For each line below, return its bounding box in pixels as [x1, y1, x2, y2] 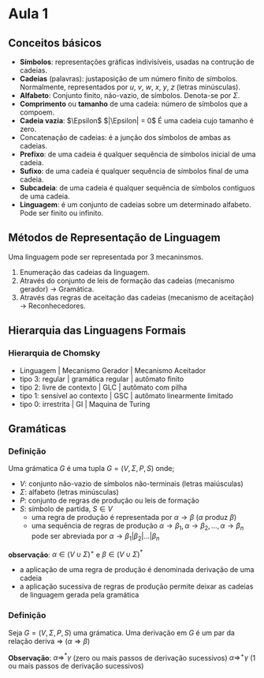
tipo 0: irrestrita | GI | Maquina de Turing [19, 399, 151, 409]
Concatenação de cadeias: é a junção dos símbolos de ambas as [19, 133, 231, 142]
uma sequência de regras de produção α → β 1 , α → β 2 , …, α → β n [31, 521, 244, 532]
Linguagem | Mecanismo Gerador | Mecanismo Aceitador [19, 365, 206, 375]
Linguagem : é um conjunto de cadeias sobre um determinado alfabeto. [19, 200, 251, 209]
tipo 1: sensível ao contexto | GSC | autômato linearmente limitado [19, 390, 234, 400]
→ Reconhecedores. [19, 301, 86, 311]
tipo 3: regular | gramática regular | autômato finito [19, 374, 184, 383]
